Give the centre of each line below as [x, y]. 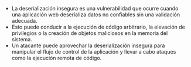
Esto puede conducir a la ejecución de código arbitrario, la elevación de [98, 27]
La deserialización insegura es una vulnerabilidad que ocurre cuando [95, 8]
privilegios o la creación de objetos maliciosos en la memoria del [90, 33]
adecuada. [24, 21]
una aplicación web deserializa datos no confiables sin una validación [96, 15]
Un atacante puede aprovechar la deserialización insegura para [88, 45]
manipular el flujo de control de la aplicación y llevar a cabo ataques [94, 52]
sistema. [22, 39]
